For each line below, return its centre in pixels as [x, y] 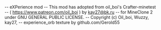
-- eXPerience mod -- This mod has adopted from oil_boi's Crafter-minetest [80, 7]
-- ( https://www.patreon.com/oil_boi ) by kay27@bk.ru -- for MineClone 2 [79, 12]
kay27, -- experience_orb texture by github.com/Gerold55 [62, 22]
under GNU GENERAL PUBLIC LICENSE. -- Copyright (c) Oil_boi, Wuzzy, [77, 17]
